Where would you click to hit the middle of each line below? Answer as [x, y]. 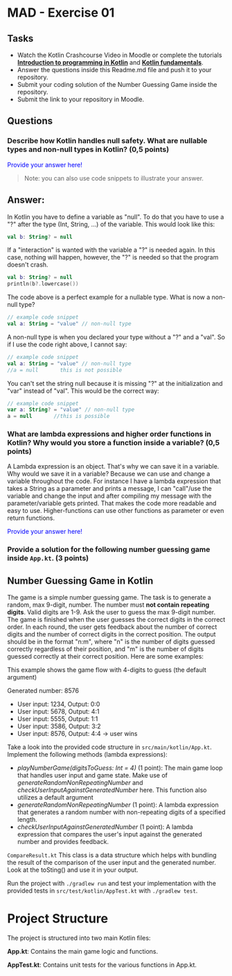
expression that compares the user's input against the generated [109, 834]
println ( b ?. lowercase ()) [43, 284]
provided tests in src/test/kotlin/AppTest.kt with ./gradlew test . [102, 891]
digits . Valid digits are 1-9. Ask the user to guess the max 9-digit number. [111, 612]
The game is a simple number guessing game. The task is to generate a [109, 598]
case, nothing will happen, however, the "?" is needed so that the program [113, 258]
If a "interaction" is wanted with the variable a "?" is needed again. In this [111, 250]
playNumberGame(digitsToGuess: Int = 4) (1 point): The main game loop [120, 768]
